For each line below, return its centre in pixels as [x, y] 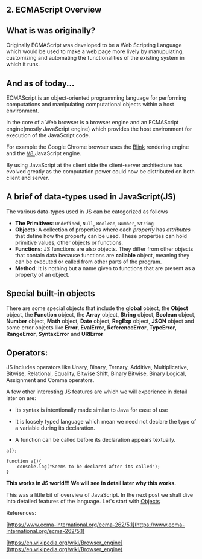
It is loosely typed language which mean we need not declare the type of [106, 422]
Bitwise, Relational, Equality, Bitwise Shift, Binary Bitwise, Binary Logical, [96, 373]
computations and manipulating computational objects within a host [90, 105]
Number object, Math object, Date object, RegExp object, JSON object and [100, 321]
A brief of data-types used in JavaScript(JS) [91, 197]
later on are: [21, 398]
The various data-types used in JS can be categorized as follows [87, 212]
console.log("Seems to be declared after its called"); [89, 467]
